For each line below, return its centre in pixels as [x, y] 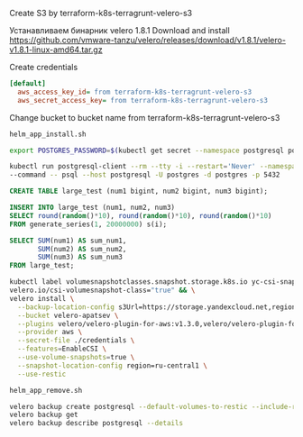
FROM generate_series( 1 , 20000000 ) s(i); [88, 224]
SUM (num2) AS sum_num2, [82, 249]
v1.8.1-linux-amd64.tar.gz [56, 50]
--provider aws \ [50, 332]
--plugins [36, 323]
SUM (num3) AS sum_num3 [80, 257]
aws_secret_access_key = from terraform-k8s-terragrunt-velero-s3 [143, 100]
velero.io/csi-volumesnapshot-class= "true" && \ [102, 290]
